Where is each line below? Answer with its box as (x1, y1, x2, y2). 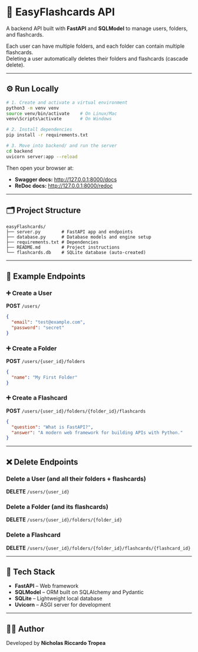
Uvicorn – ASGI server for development (14, 601, 111, 608)
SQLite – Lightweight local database (14, 595, 103, 602)
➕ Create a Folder (6, 344, 57, 353)
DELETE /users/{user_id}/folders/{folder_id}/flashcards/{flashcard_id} (6, 544, 191, 551)
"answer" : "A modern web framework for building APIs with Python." (11, 430, 183, 436)
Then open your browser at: (6, 164, 74, 172)
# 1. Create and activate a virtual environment (6, 100, 128, 106)
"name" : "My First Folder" (11, 374, 78, 380)
